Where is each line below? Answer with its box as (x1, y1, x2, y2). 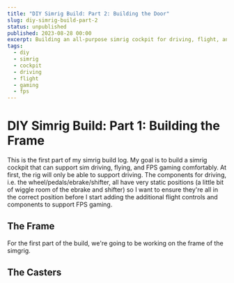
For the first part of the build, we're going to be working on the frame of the (7, 238, 224, 247)
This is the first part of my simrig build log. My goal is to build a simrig (7, 156, 208, 165)
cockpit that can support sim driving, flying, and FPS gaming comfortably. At (7, 163, 227, 171)
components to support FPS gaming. (7, 200, 113, 209)
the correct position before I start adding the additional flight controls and (7, 193, 218, 201)
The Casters (7, 266, 62, 279)
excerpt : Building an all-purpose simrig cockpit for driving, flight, (7, 36, 219, 43)
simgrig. (7, 246, 31, 254)
